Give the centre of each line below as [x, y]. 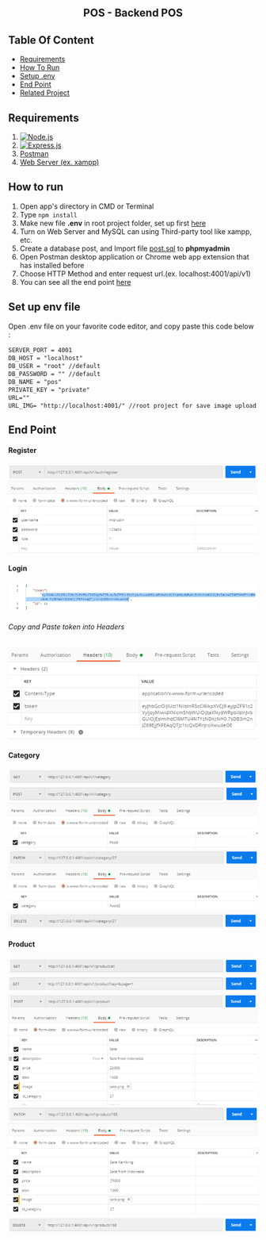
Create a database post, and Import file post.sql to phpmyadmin [125, 248]
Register [23, 450]
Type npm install [48, 214]
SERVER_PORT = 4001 [40, 350]
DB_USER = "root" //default [55, 366]
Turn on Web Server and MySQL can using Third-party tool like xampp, [135, 231]
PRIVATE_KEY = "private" [49, 390]
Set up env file [44, 307]
